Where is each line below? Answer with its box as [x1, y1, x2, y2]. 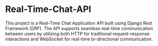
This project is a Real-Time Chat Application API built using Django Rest [5, 20, 152, 26]
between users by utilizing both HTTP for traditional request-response [5, 30, 150, 36]
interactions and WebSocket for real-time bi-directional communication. [5, 36, 153, 42]
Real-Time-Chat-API [5, 3, 91, 15]
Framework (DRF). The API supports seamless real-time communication [5, 25, 153, 31]
